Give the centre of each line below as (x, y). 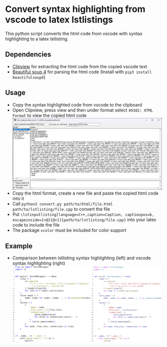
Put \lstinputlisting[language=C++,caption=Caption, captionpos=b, (83, 215)
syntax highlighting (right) (39, 263)
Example (19, 246)
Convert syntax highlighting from (75, 9)
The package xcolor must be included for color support (69, 231)
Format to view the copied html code (49, 115)
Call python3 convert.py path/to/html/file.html (63, 204)
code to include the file (36, 225)
